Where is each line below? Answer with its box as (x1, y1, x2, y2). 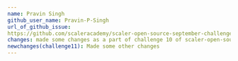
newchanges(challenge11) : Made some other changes (7, 43, 160, 50)
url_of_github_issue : (7, 23, 72, 30)
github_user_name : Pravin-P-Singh (7, 17, 110, 24)
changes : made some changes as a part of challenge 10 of (7, 36, 182, 43)
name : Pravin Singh (7, 10, 65, 18)
